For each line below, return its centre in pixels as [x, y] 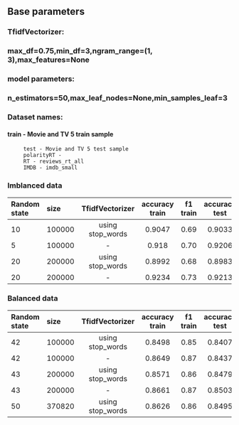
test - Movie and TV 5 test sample [76, 149]
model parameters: [41, 79]
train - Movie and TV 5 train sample [60, 134]
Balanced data [33, 298]
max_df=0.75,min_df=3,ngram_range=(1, [80, 51]
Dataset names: [35, 117]
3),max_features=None [49, 60]
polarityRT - [42, 156]
